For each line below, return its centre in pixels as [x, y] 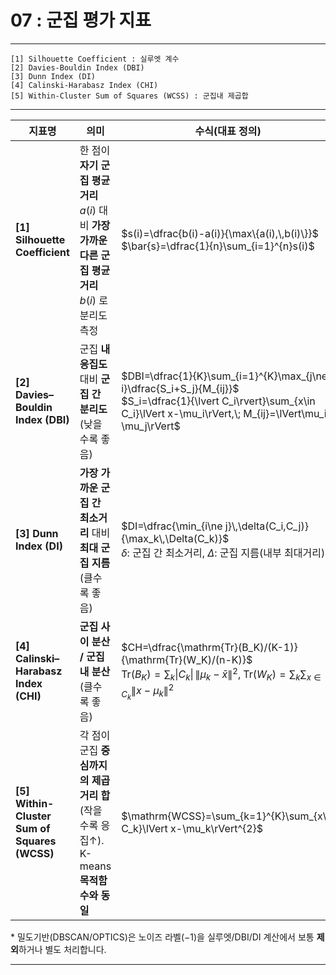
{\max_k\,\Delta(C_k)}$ [175, 538]
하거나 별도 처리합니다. [62, 949]
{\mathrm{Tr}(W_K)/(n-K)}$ [187, 659]
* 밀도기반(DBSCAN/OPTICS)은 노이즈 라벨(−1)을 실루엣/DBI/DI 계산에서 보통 [162, 937]
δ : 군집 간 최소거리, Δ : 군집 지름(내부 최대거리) [223, 553]
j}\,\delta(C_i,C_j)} [266, 526]
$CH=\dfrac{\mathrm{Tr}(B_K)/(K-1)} [209, 647]
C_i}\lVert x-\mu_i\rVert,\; [181, 413]
